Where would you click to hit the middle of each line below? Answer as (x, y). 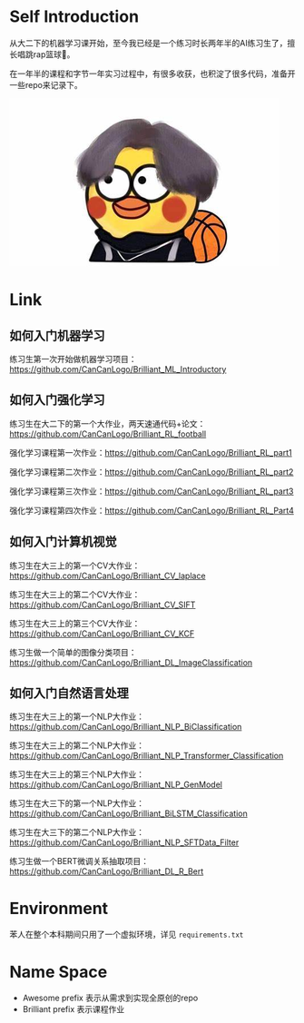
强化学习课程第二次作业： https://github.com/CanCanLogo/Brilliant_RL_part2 (152, 472)
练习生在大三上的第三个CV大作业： (75, 623)
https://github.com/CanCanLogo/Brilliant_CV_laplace (108, 575)
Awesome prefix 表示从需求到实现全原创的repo (110, 998)
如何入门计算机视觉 (63, 542)
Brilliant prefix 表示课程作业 (74, 1009)
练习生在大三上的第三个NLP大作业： (77, 774)
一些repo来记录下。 (46, 84)
